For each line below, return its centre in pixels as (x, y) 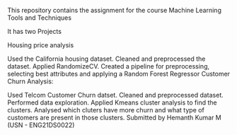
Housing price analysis (41, 45)
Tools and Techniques (40, 18)
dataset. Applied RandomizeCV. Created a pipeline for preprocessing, (109, 66)
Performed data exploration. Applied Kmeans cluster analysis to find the (112, 102)
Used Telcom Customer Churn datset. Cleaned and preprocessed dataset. (116, 95)
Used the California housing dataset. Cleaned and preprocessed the (106, 59)
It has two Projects (35, 31)
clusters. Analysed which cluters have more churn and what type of (106, 110)
